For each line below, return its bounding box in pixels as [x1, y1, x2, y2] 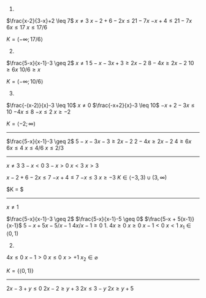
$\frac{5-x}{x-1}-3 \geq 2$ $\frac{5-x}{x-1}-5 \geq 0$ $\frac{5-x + [6, 215, 177, 222]
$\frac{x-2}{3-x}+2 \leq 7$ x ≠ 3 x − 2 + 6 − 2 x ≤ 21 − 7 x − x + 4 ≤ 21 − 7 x [6, 17, 192, 24]
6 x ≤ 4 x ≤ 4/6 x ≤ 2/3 [6, 144, 64, 151]
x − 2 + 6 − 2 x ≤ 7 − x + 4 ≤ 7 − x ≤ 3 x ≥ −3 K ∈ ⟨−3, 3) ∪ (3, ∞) [6, 174, 167, 181]
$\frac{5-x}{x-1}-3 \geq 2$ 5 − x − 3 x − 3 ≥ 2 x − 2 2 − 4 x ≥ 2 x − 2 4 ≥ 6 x [6, 138, 192, 145]
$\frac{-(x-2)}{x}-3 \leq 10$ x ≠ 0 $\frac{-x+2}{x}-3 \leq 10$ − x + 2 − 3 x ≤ [6, 101, 195, 109]
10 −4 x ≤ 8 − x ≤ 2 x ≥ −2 [6, 108, 71, 116]
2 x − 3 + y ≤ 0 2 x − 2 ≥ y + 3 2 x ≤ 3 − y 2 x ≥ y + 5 [6, 284, 134, 292]
